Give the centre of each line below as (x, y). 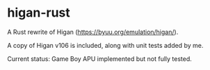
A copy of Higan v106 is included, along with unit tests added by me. (105, 45)
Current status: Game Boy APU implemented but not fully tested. (100, 59)
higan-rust (39, 13)
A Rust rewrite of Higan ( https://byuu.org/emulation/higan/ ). (93, 32)
